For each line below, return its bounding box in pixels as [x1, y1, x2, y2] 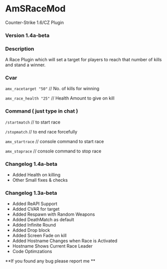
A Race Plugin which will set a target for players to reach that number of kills [5, 57, 162, 63]
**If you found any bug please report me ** [5, 258, 96, 264]
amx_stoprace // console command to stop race [5, 148, 102, 154]
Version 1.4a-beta [5, 32, 50, 39]
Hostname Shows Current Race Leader [12, 243, 93, 249]
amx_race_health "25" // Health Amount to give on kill [5, 95, 115, 101]
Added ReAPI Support [12, 201, 57, 207]
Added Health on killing [12, 172, 61, 178]
